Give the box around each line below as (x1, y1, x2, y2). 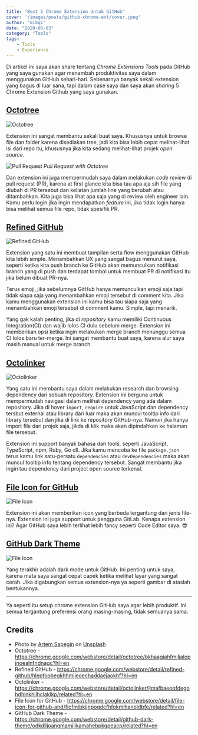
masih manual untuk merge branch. (6, 341, 93, 348)
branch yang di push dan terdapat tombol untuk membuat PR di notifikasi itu (6, 268, 191, 275)
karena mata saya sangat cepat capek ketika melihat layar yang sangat (6, 572, 178, 579)
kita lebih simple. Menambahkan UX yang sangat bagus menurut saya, (6, 256, 177, 263)
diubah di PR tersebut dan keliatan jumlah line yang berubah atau (6, 186, 164, 193)
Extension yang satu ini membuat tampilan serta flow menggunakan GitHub (6, 249, 189, 256)
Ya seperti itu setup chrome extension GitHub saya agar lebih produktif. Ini (6, 601, 187, 608)
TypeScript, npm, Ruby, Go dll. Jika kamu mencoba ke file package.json (6, 446, 180, 453)
